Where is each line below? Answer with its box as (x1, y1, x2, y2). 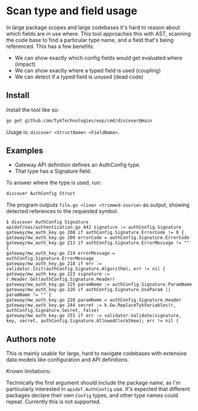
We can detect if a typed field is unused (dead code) (14, 73, 143, 80)
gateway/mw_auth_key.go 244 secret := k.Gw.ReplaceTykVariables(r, (6, 302, 177, 308)
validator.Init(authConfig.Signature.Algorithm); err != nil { (6, 266, 166, 272)
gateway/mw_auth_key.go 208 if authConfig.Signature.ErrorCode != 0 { (6, 230, 184, 236)
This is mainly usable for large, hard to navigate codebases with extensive (6, 350, 187, 357)
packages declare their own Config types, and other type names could (6, 392, 178, 399)
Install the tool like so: (6, 106, 59, 113)
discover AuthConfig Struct (6, 191, 76, 197)
